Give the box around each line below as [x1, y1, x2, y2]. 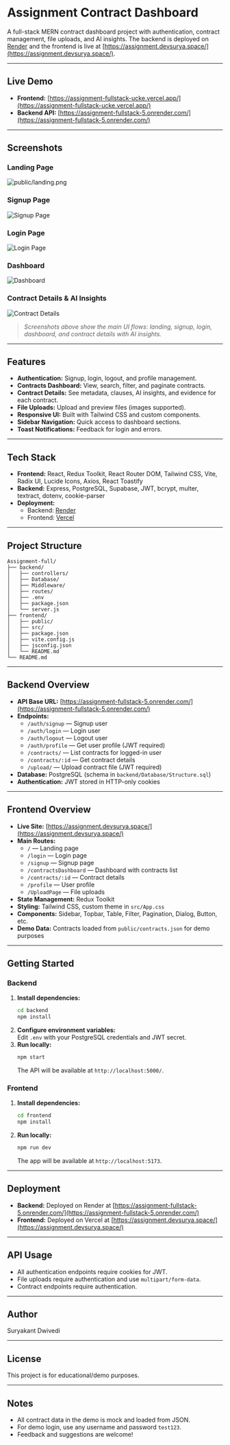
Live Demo [7, 75, 53, 87]
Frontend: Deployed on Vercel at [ [16, 1216, 114, 1224]
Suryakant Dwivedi [7, 1326, 60, 1335]
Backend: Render [27, 506, 77, 515]
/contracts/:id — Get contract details [27, 755, 136, 764]
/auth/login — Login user [27, 726, 101, 735]
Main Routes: [16, 836, 56, 845]
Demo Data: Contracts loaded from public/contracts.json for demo [16, 924, 210, 932]
